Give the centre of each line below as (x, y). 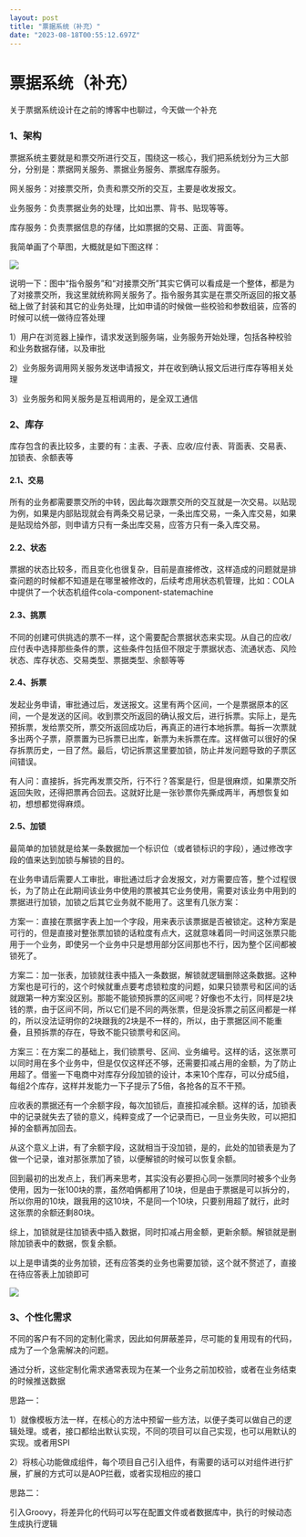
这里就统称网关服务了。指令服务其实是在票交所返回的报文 (180, 294)
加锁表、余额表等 (41, 457)
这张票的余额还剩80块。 (55, 1212)
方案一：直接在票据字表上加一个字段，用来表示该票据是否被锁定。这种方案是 (153, 921)
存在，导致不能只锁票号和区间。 (125, 1032)
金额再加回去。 (53, 1128)
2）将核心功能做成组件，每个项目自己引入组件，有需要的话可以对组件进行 (148, 1462)
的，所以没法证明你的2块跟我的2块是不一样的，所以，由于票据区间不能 (142, 1020)
